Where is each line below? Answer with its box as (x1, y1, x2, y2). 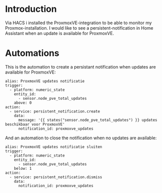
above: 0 (14, 100, 32, 105)
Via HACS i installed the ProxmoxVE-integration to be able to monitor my (5, 20, 152, 26)
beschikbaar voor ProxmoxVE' (5, 122, 65, 127)
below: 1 (14, 166, 32, 171)
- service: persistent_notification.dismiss (9, 174, 102, 180)
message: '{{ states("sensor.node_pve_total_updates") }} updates (18, 117, 158, 122)
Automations (5, 48, 60, 59)
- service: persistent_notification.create (9, 109, 100, 114)
